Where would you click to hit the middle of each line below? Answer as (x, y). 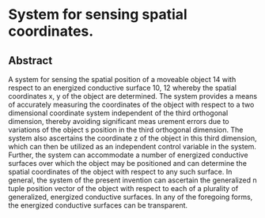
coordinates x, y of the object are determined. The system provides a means (133, 96)
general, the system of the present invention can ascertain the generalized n (132, 180)
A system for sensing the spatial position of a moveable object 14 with (122, 79)
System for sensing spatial (98, 15)
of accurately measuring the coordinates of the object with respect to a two (131, 105)
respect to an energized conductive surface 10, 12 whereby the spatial (123, 88)
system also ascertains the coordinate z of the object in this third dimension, (132, 138)
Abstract (30, 60)
